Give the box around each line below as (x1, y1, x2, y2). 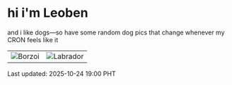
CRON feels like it (7, 35, 59, 44)
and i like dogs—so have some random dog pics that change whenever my (7, 28, 225, 37)
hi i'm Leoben (7, 5, 88, 21)
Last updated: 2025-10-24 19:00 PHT (7, 69, 116, 78)
